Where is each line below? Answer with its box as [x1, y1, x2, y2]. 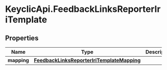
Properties [5, 34, 39, 42]
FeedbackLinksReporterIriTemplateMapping [34, 57, 141, 64]
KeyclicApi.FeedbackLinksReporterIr [5, 3, 161, 15]
